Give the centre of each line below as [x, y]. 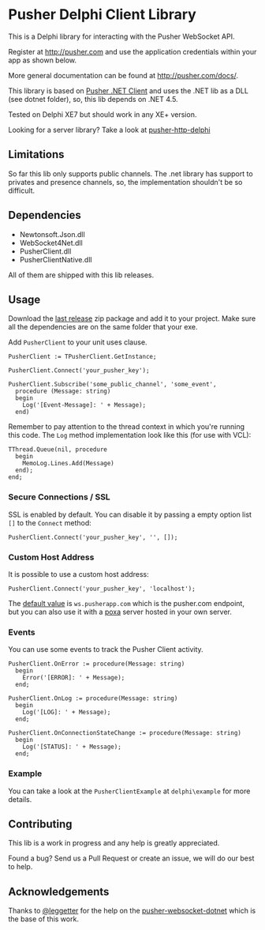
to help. [21, 867]
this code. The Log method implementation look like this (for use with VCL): [130, 435]
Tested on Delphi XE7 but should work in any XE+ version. [103, 114]
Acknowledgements [59, 892]
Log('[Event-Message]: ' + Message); [84, 405]
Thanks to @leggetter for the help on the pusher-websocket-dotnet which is [132, 911]
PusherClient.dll [45, 251]
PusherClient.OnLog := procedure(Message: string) [93, 698]
